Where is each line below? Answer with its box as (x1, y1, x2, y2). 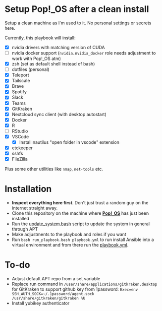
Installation (4, 184, 52, 194)
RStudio (11, 128, 28, 134)
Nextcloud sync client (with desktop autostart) (11, 111, 107, 117)
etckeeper (11, 145, 33, 151)
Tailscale (11, 78, 30, 84)
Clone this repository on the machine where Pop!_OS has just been (11, 210, 149, 216)
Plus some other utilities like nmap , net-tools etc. (4, 166, 104, 172)
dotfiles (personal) (11, 66, 50, 72)
